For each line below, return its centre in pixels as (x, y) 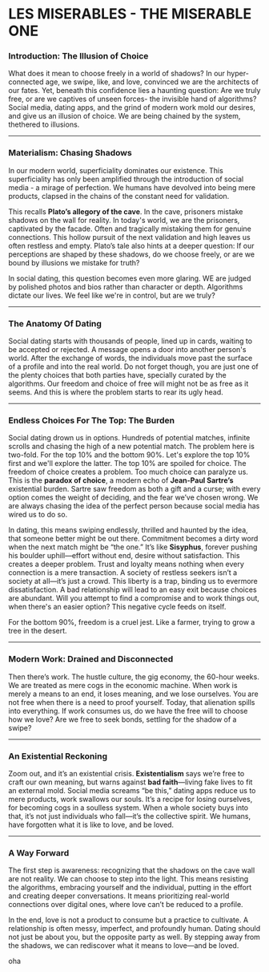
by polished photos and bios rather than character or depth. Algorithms (126, 286)
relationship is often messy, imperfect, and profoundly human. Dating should (134, 929)
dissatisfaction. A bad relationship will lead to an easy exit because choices (133, 589)
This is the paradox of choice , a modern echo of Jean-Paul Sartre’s (121, 480)
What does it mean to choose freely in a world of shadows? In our (117, 74)
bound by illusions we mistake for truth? (74, 262)
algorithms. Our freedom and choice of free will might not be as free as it (128, 384)
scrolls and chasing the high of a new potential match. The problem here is (131, 447)
